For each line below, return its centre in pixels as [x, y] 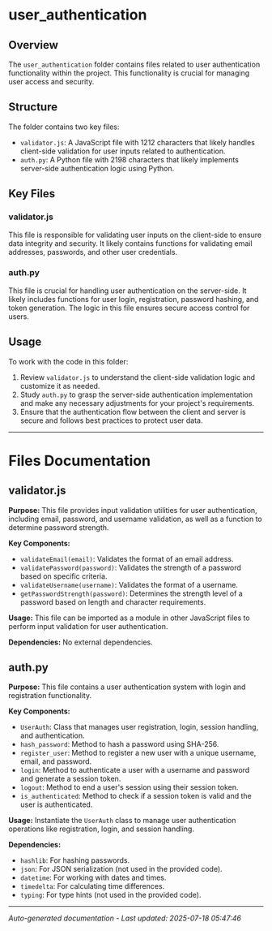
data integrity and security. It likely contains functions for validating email [130, 243]
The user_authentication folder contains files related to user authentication [134, 64]
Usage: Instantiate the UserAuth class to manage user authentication [122, 821]
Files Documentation [80, 461]
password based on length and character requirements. [113, 601]
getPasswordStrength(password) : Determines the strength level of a [131, 593]
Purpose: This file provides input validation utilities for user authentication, [133, 510]
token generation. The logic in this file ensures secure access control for [129, 308]
